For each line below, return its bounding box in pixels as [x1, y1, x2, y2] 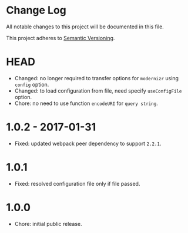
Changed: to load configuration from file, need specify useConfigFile [14, 87, 182, 94]
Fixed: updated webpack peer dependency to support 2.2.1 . [14, 140, 162, 147]
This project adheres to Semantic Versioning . [6, 34, 115, 41]
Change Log [6, 4, 66, 17]
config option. [14, 81, 49, 88]
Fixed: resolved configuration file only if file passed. [14, 180, 140, 187]
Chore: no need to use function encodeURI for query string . [14, 100, 159, 107]
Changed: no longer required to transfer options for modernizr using [14, 74, 179, 81]
